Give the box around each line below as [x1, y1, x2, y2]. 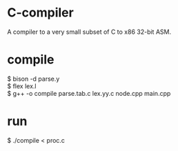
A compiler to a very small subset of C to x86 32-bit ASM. [7, 28, 171, 36]
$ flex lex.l [7, 81, 37, 90]
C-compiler [7, 5, 74, 21]
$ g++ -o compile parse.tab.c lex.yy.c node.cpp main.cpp [7, 89, 171, 97]
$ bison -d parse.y [7, 74, 60, 83]
